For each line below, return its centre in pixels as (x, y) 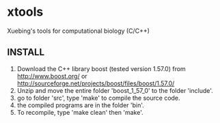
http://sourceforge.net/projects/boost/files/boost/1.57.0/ (96, 83)
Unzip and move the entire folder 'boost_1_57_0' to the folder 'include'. (115, 90)
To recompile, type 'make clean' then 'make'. (80, 112)
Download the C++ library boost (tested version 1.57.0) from (101, 68)
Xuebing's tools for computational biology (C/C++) (79, 31)
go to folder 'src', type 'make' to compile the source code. (98, 98)
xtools (25, 12)
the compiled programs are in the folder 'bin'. (81, 105)
